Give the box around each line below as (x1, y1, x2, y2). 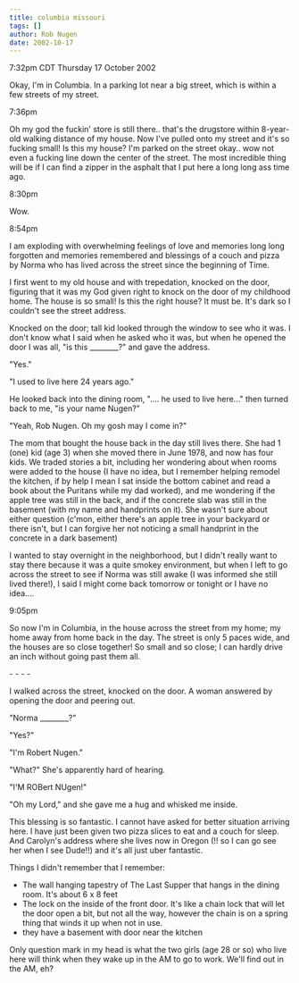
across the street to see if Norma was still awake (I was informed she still (9, 569, 278, 580)
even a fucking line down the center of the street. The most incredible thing (9, 153, 287, 164)
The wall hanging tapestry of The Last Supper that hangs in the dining (21, 879, 279, 890)
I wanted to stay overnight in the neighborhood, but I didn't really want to (9, 550, 278, 561)
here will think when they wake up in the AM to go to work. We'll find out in (9, 954, 284, 965)
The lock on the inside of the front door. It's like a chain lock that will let (21, 899, 286, 910)
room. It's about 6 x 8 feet (21, 889, 119, 900)
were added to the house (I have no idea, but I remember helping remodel (9, 466, 280, 477)
